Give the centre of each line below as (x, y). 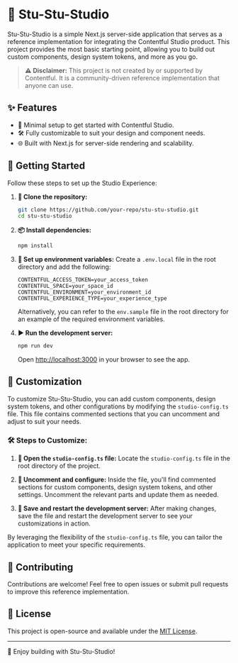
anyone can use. (49, 85)
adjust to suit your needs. (44, 421)
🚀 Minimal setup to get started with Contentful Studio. (96, 125)
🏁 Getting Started (46, 166)
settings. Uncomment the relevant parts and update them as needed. (118, 495)
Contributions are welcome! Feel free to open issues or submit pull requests (118, 584)
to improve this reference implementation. (68, 591)
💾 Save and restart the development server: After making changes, (117, 508)
